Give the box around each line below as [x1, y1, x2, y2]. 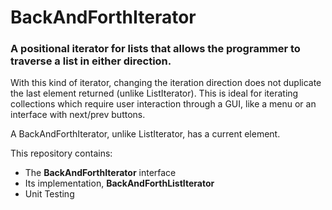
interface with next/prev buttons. [10, 109, 146, 121]
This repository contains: [10, 147, 113, 160]
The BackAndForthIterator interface [24, 167, 177, 179]
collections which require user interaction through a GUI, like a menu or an [10, 98, 317, 110]
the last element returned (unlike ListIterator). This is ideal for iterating [10, 87, 299, 100]
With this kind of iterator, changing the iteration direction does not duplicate [10, 77, 322, 89]
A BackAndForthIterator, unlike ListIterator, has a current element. [10, 128, 281, 140]
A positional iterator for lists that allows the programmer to [10, 42, 301, 56]
